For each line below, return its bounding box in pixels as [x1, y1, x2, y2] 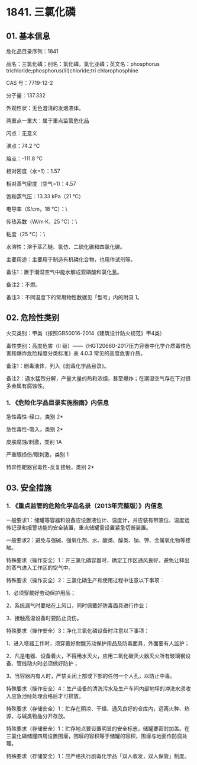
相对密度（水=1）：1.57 [6, 167, 60, 174]
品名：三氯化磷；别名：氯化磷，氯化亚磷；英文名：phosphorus [6, 61, 160, 67]
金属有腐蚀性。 [11, 382, 48, 389]
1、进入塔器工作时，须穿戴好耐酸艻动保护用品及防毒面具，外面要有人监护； [6, 639, 190, 647]
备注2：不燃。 [6, 281, 41, 288]
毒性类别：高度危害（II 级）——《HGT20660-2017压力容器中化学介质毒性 [6, 342, 186, 349]
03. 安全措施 [6, 483, 52, 493]
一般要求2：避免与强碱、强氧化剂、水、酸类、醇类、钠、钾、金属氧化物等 [6, 537, 186, 544]
